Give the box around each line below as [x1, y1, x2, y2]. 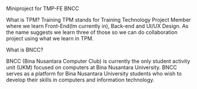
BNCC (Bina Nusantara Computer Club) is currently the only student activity [6, 58, 191, 64]
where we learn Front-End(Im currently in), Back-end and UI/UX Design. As [6, 23, 189, 29]
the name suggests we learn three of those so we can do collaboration [6, 29, 178, 36]
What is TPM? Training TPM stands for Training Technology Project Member [6, 16, 192, 23]
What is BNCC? [6, 46, 44, 53]
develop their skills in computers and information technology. [6, 76, 155, 83]
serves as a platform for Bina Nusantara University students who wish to [6, 70, 182, 77]
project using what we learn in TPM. [6, 35, 94, 42]
